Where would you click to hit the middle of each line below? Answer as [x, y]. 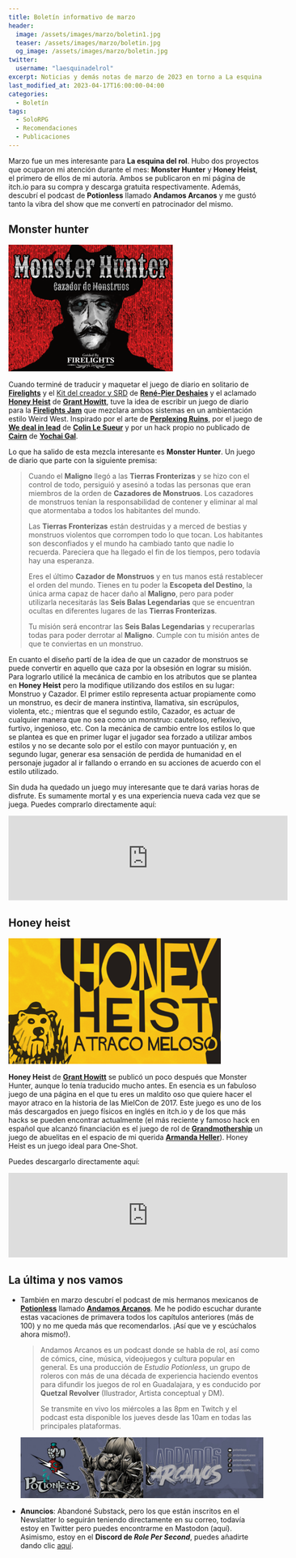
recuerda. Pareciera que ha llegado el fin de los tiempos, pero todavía [144, 552]
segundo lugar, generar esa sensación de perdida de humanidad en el [125, 754]
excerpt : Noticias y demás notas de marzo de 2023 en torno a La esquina [135, 77]
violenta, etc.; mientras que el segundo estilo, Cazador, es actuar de [122, 711]
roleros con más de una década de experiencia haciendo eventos [149, 1376]
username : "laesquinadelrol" [65, 69]
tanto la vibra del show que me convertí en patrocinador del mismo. [121, 203]
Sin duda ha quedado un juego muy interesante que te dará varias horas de [134, 787]
